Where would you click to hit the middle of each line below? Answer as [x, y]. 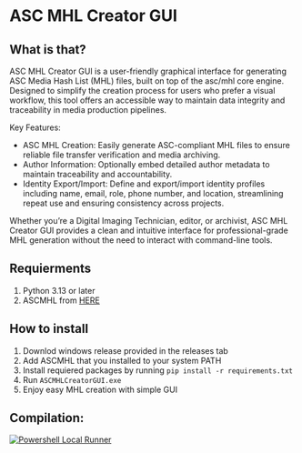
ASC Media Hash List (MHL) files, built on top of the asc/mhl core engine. [147, 81]
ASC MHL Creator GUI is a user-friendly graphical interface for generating [148, 71]
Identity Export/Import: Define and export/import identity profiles [144, 184]
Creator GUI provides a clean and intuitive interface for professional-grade [149, 230]
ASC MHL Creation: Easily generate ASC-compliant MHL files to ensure [156, 145]
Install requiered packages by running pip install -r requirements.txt [158, 370]
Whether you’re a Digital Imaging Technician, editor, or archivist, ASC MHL [149, 221]
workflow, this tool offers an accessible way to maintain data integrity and [147, 100]
